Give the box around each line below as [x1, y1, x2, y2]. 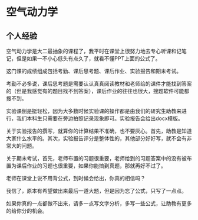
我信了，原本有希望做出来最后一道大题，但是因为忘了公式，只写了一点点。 [6, 187, 187, 194]
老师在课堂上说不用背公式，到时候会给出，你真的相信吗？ [6, 175, 146, 182]
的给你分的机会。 [6, 208, 48, 214]
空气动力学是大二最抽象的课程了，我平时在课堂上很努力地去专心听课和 [6, 48, 177, 54]
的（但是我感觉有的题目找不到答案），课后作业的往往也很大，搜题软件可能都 [6, 88, 190, 95]
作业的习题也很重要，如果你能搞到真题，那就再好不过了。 [26, 162, 166, 169]
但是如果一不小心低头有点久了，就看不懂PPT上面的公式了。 [16, 55, 161, 62]
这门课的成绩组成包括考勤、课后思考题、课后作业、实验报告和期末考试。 [6, 67, 181, 75]
